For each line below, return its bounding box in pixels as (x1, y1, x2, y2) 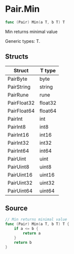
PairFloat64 (7, 107, 35, 114)
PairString (7, 83, 31, 90)
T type (40, 67, 56, 74)
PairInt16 (7, 131, 30, 138)
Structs (5, 53, 29, 61)
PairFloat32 (7, 99, 35, 106)
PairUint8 (7, 163, 30, 170)
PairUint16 (7, 171, 33, 178)
